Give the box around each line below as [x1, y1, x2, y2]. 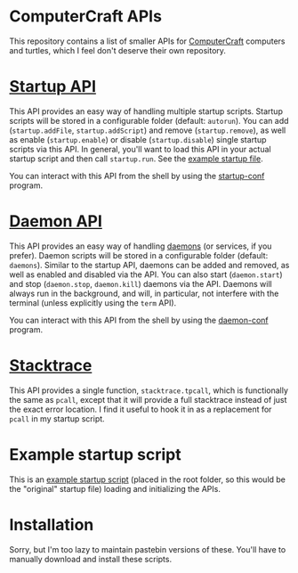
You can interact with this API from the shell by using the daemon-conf [9, 315, 269, 325]
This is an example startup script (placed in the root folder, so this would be [9, 474, 286, 485]
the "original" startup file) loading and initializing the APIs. [9, 483, 221, 494]
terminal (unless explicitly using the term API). [9, 297, 177, 308]
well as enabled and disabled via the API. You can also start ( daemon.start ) [9, 269, 283, 280]
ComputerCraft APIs [9, 6, 163, 27]
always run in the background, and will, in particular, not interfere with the [9, 288, 279, 299]
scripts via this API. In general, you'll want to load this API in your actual [9, 143, 271, 154]
